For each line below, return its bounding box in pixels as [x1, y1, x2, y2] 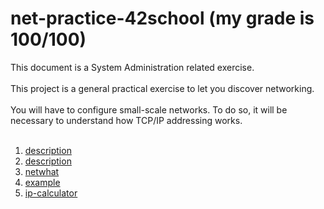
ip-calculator [24, 187, 78, 199]
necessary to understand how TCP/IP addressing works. [10, 114, 243, 126]
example [24, 176, 61, 188]
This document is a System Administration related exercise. [10, 61, 255, 73]
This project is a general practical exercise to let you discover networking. [10, 82, 315, 94]
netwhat [24, 165, 60, 177]
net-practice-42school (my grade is [10, 7, 315, 30]
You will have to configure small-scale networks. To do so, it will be [10, 103, 288, 116]
